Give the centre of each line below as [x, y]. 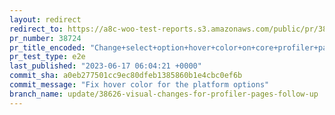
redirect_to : [36, 29]
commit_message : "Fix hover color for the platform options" [139, 85]
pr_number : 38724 [45, 38]
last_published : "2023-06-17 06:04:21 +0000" [105, 66]
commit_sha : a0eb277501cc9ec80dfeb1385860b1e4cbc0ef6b [126, 76]
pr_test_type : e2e [47, 57]
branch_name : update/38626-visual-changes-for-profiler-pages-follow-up [164, 94]
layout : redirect [45, 19]
